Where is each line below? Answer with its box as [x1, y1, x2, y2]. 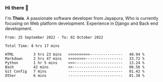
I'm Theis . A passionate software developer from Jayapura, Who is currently [5, 16, 159, 21]
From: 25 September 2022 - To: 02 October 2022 [5, 35, 104, 40]
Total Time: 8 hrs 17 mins [5, 44, 60, 49]
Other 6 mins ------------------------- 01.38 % [5, 73, 145, 78]
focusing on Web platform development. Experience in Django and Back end [5, 20, 158, 26]
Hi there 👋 [5, 4, 29, 11]
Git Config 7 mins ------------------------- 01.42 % [5, 69, 145, 74]
